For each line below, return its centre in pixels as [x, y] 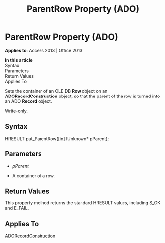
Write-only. [17, 111]
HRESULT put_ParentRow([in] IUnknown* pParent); [57, 138]
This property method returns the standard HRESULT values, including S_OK [83, 203]
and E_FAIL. [17, 208]
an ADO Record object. [29, 101]
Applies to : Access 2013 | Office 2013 [44, 50]
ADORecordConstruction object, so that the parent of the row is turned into [82, 96]
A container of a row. [34, 175]
